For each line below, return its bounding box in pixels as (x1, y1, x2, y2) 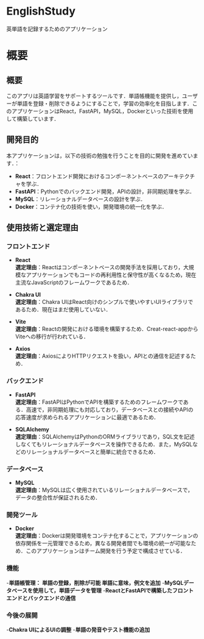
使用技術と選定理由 (6, 222, 79, 233)
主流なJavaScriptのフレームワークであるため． (15, 279, 133, 286)
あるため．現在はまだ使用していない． (15, 306, 111, 313)
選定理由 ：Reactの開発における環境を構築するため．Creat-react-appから (15, 325, 199, 333)
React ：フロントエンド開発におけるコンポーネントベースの (15, 172, 164, 180)
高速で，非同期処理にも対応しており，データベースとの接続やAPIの (26, 406, 194, 413)
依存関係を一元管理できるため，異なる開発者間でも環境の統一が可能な (15, 540, 191, 547)
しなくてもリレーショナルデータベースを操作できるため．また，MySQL (15, 440, 193, 448)
